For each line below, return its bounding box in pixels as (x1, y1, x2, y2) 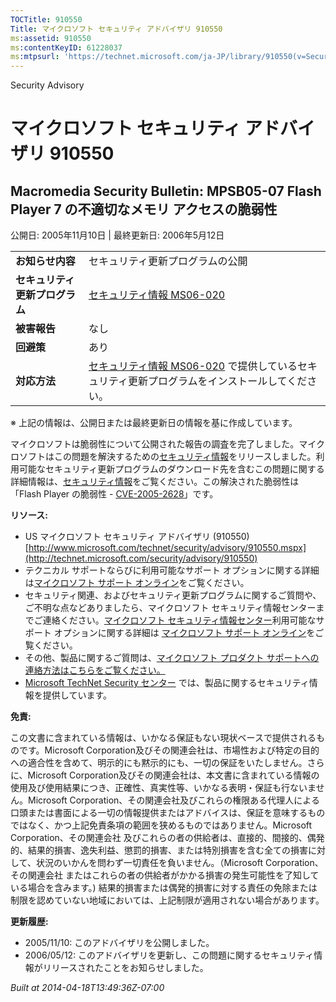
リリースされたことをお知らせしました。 (42, 962, 209, 974)
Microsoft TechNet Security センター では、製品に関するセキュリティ (24, 677, 310, 689)
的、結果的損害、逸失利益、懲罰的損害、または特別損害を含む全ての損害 (10, 844, 308, 856)
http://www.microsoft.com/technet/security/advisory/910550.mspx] (28, 542, 307, 554)
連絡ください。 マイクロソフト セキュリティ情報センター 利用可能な (42, 614, 317, 626)
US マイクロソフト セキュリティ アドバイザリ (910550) (24, 531, 250, 543)
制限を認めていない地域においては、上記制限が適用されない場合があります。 (10, 894, 325, 906)
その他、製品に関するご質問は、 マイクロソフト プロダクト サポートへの (24, 652, 320, 664)
